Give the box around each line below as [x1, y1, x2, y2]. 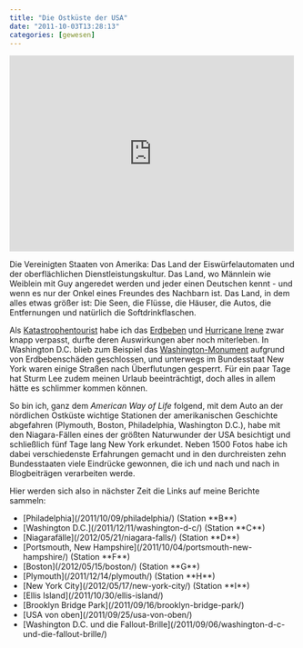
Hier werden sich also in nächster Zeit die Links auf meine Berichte [9, 485, 260, 496]
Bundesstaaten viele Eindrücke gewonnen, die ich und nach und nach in [9, 458, 280, 469]
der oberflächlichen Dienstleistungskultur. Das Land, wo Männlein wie [9, 269, 271, 280]
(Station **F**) [70, 552, 130, 563]
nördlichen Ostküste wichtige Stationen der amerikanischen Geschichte [9, 410, 278, 421]
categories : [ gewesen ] [9, 30, 96, 39]
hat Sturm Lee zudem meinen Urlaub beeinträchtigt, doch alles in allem [9, 374, 276, 384]
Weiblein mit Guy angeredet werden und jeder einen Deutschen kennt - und [9, 278, 293, 289]
